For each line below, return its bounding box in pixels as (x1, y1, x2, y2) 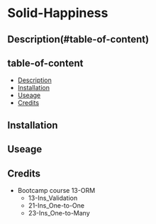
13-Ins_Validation (28, 194, 78, 202)
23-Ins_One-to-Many (28, 208, 90, 217)
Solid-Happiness (7, 5, 108, 21)
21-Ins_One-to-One (28, 201, 85, 210)
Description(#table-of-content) (7, 33, 150, 45)
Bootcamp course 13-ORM (17, 186, 96, 194)
